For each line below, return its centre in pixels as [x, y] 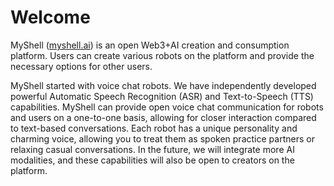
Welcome [50, 17]
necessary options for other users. [81, 66]
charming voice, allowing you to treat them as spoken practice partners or [162, 138]
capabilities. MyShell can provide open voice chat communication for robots [167, 107]
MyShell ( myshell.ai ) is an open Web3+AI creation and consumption [150, 45]
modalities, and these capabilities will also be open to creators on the [152, 160]
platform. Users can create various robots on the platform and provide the [162, 55]
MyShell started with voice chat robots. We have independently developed [163, 85]
